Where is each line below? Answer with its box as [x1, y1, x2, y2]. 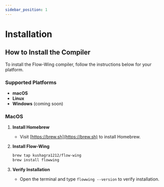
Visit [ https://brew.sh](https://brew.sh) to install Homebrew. [19, 134, 141, 140]
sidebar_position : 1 [5, 7, 48, 12]
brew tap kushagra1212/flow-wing [12, 153, 82, 158]
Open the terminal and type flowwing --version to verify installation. [19, 176, 160, 182]
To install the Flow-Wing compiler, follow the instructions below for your [5, 61, 152, 67]
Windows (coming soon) [12, 100, 63, 106]
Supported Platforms [5, 79, 57, 86]
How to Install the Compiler [5, 48, 91, 57]
